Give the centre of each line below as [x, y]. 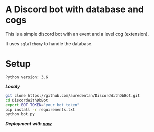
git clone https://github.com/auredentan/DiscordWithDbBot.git [73, 96]
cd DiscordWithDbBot [27, 100]
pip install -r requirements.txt [40, 110]
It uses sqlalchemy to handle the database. [49, 43]
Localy [13, 86]
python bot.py [20, 114]
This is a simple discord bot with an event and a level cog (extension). [77, 34]
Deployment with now [28, 124]
